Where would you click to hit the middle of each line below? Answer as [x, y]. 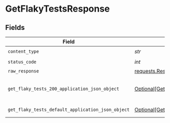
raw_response [24, 71]
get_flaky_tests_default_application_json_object [69, 110]
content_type [24, 51]
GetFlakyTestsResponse [58, 9]
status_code [22, 62]
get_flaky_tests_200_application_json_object [63, 89]
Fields [15, 28]
